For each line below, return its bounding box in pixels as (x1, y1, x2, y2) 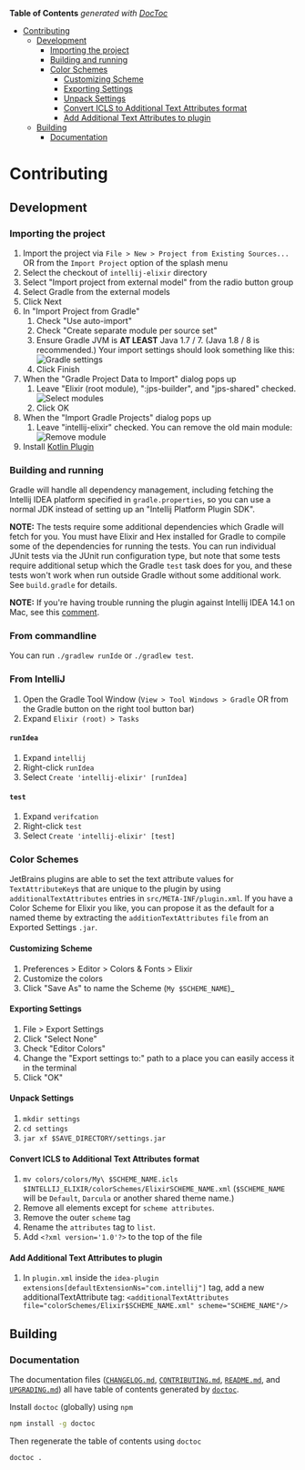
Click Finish (36, 363, 80, 374)
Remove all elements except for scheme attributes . (22, 1202, 216, 1213)
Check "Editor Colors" (22, 1042, 107, 1054)
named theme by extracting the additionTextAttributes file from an (9, 912, 269, 923)
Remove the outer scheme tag (22, 1212, 131, 1223)
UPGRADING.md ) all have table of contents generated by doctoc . (9, 1384, 239, 1395)
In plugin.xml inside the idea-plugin (22, 1272, 159, 1283)
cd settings (22, 1124, 68, 1134)
